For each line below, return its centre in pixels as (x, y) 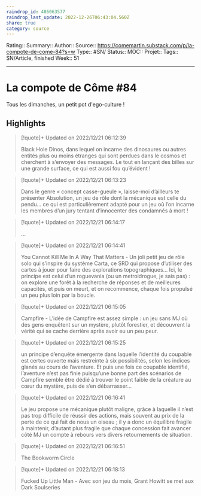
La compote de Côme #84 (72, 88)
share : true (21, 23)
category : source (28, 28)
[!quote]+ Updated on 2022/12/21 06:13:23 (74, 180)
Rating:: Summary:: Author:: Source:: (51, 45)
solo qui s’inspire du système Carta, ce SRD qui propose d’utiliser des (106, 263)
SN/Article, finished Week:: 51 (43, 58)
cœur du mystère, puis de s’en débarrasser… (76, 386)
